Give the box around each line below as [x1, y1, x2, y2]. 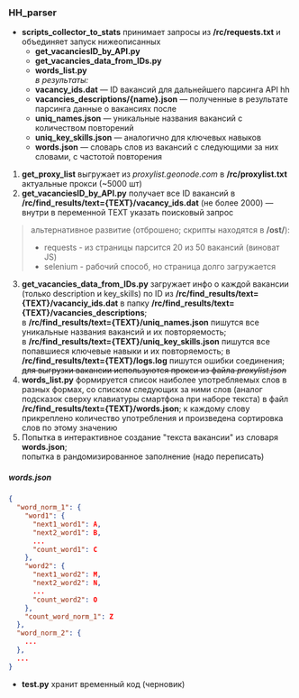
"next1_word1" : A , [32, 519, 102, 528]
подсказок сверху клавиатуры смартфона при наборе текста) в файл [21, 394, 289, 405]
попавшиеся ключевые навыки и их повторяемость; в [21, 345, 231, 357]
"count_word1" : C [32, 545, 98, 554]
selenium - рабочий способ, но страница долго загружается [43, 262, 276, 272]
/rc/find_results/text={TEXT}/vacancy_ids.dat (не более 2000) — [21, 197, 274, 208]
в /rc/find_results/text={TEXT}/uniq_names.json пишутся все [21, 317, 260, 328]
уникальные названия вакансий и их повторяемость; [21, 326, 227, 337]
